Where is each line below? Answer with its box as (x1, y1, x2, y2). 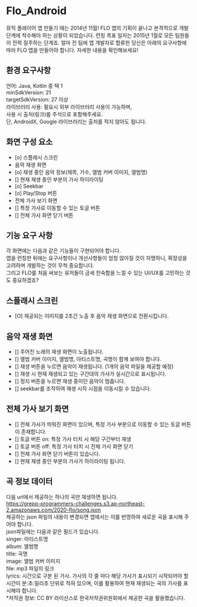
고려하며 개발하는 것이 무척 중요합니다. (6, 262, 94, 269)
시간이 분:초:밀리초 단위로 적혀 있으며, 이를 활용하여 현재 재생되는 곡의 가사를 (6, 579, 182, 586)
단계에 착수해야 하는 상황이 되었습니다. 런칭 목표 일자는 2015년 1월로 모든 (6, 31, 174, 39)
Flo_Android (6, 4, 67, 18)
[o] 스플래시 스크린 (14, 153, 58, 160)
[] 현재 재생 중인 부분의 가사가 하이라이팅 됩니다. (14, 457, 126, 464)
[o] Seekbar (14, 182, 44, 189)
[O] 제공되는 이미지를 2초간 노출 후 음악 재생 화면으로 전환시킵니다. (14, 313, 169, 320)
